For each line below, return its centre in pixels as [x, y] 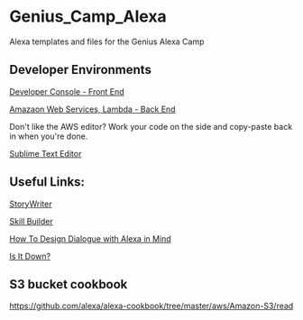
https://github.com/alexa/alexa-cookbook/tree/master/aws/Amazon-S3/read [151, 306]
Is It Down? [30, 256]
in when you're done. [49, 136]
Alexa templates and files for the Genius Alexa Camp [107, 41]
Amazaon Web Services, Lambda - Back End [92, 109]
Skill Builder [31, 221]
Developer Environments [80, 70]
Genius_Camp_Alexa [88, 17]
